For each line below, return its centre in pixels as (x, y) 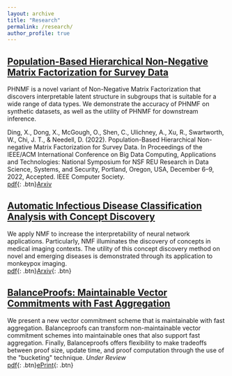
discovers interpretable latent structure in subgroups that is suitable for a (112, 97)
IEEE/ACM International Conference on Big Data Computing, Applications (112, 155)
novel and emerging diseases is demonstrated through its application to (110, 256)
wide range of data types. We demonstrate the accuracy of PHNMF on (108, 104)
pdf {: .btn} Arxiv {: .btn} (39, 271)
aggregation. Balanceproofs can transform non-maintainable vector (104, 328)
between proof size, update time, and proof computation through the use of (116, 350)
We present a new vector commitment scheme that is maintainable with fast (116, 320)
